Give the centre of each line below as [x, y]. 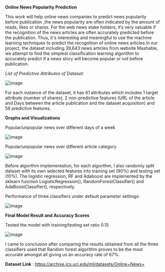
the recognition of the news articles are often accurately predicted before [80, 32]
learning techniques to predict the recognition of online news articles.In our [82, 43]
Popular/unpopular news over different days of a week [60, 127]
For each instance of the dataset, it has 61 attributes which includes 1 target [82, 93]
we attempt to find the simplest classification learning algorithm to [72, 53]
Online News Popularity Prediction [41, 7]
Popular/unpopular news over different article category [61, 147]
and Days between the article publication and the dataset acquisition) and [80, 103]
